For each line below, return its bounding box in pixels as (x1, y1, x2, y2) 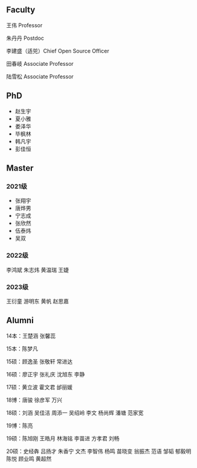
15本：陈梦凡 (6, 345, 38, 352)
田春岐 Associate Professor (6, 60, 74, 67)
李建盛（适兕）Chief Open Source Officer (6, 47, 110, 54)
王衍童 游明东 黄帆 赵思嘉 (6, 297, 69, 305)
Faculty (6, 5, 36, 15)
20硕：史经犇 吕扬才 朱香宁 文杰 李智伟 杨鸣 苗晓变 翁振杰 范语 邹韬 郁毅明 (6, 447, 192, 455)
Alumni (6, 315, 34, 326)
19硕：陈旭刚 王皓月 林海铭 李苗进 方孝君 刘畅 (6, 434, 120, 442)
